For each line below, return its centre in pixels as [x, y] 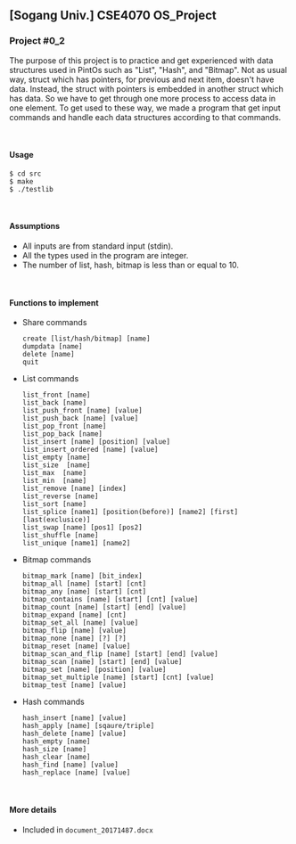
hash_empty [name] [56, 742]
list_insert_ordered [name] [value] [90, 450]
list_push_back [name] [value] [80, 419]
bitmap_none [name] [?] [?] [74, 639]
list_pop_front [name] [64, 426]
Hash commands [53, 702]
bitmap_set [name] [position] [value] [94, 670]
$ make [21, 181]
